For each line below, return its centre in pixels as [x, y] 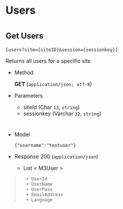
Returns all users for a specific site [48, 61]
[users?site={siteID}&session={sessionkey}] [62, 50]
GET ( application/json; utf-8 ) [53, 84]
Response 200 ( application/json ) [56, 156]
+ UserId [37, 179]
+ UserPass [39, 189]
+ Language [39, 200]
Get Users [24, 36]
